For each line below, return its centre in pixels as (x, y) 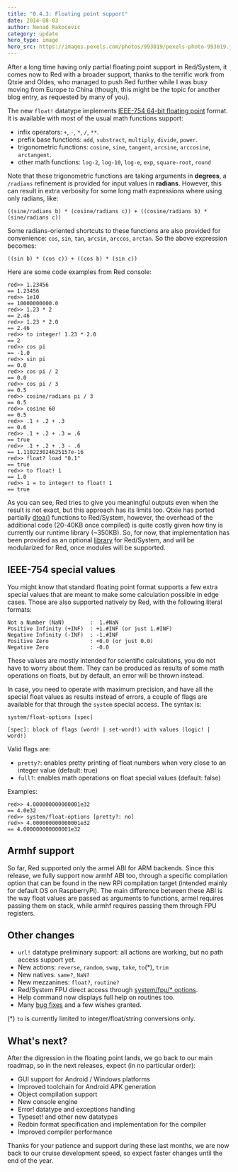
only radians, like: (33, 198)
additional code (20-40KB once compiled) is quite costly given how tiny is (115, 525)
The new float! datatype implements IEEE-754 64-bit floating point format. (118, 111)
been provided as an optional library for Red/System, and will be (101, 540)
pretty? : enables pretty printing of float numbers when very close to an (122, 763)
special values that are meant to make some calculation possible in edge (113, 594)
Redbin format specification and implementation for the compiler (112, 1125)
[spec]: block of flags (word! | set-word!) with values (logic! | (109, 729)
